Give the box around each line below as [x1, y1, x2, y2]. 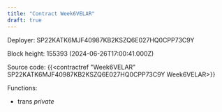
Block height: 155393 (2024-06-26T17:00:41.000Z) [7, 49, 154, 58]
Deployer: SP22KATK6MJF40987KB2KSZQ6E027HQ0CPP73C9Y [7, 35, 195, 44]
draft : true [7, 17, 42, 24]
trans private [17, 97, 54, 105]
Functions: [7, 83, 38, 92]
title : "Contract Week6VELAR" [7, 10, 96, 17]
